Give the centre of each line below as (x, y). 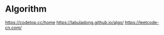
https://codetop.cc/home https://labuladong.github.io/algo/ (64, 22)
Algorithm (26, 9)
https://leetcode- (142, 22)
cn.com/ (13, 27)
